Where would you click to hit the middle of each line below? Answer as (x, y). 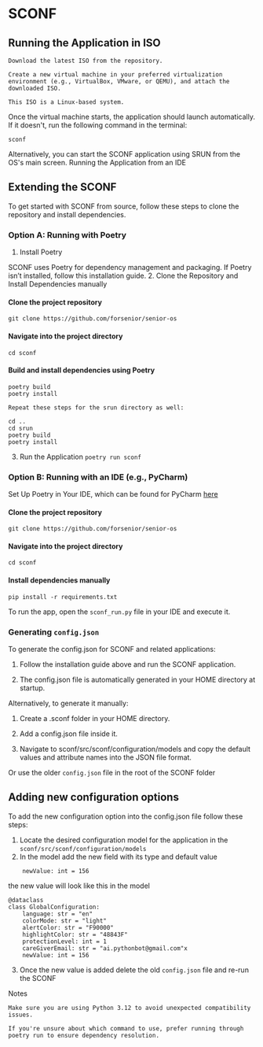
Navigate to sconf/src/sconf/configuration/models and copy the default (135, 749)
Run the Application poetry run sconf (80, 457)
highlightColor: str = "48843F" (75, 934)
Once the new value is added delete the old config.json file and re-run (134, 970)
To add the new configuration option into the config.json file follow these (126, 816)
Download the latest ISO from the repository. (86, 61)
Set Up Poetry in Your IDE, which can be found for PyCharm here (113, 494)
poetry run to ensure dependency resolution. (84, 1035)
